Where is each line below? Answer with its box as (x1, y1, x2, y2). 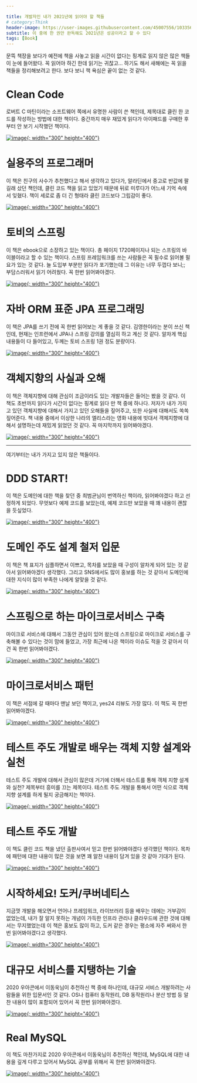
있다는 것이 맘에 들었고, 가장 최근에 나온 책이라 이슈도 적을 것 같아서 (28, 637, 183, 645)
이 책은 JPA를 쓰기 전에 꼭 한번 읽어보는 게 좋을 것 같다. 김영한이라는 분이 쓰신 (6, 323, 184, 330)
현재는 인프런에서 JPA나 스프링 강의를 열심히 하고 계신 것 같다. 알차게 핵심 (18, 330, 188, 337)
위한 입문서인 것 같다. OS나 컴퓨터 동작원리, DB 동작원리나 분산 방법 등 (21, 992, 183, 999)
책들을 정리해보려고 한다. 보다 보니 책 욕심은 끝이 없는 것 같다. (6, 67, 147, 74)
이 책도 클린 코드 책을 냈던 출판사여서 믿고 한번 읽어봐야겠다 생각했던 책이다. (6, 846, 180, 853)
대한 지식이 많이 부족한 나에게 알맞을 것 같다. (6, 576, 108, 583)
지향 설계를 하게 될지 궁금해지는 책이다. (6, 791, 96, 798)
